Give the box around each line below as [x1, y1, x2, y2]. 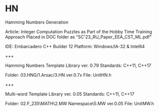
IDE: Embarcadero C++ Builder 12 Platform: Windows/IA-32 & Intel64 [5, 43, 145, 49]
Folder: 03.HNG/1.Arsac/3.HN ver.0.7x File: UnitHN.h [5, 72, 112, 78]
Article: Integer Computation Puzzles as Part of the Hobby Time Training [5, 28, 152, 34]
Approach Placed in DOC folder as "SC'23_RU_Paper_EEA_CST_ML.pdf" [5, 34, 152, 40]
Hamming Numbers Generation [5, 19, 69, 25]
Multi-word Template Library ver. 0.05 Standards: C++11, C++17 [5, 91, 135, 97]
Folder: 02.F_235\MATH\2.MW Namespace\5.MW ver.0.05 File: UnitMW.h [5, 100, 155, 106]
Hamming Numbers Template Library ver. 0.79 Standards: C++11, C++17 [5, 62, 152, 68]
